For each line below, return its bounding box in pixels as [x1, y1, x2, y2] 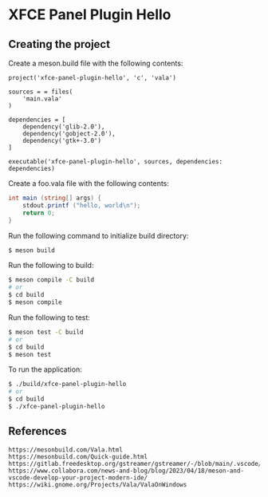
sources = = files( [8, 88, 73, 96]
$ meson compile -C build [8, 276, 94, 284]
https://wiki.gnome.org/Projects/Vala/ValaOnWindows [8, 480, 187, 488]
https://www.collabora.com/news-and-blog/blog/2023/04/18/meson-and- [8, 467, 245, 475]
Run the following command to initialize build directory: [8, 231, 189, 240]
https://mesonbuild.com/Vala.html [8, 445, 124, 454]
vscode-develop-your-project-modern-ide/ [8, 473, 148, 482]
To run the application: [8, 365, 82, 374]
